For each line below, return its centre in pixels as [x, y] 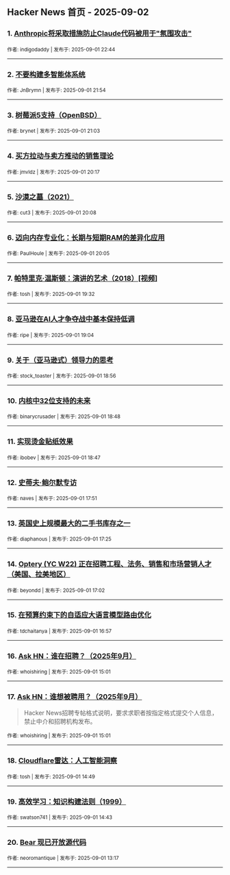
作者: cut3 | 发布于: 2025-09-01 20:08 [52, 212]
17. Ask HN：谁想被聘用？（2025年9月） [75, 697]
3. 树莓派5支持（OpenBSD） [54, 115]
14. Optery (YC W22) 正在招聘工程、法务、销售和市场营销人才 [110, 564]
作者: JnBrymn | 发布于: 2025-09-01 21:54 [56, 90]
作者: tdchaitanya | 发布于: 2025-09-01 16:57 [59, 631]
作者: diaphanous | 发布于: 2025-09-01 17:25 [59, 539]
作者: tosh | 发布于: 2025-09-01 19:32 [51, 294]
